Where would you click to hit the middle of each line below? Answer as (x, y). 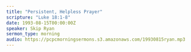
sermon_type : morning (33, 34)
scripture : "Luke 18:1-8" (38, 17)
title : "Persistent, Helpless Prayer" (54, 12)
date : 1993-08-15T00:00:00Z (41, 23)
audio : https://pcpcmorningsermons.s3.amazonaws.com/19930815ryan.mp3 (96, 39)
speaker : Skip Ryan (30, 28)
